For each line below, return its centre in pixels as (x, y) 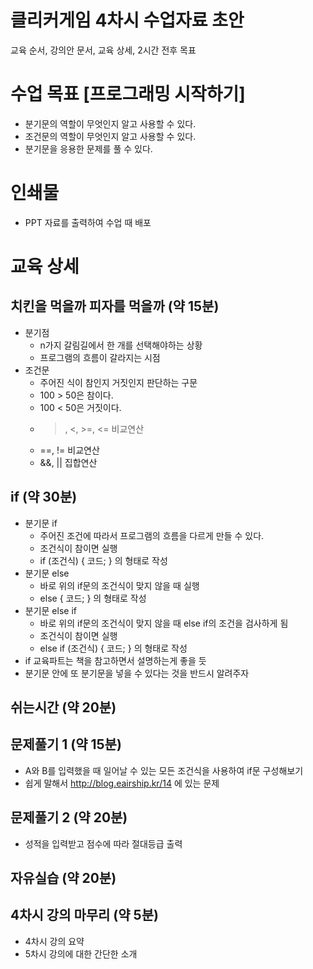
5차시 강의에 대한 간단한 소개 (81, 953)
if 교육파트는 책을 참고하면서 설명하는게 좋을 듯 (115, 660)
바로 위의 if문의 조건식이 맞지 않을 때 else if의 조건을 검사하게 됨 (164, 623)
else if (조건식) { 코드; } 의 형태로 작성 (113, 648)
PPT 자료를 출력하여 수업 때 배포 (88, 222)
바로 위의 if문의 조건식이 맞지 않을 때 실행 (119, 585)
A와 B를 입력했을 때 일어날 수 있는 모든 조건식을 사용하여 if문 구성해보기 (164, 770)
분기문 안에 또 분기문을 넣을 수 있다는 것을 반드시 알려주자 (137, 673)
